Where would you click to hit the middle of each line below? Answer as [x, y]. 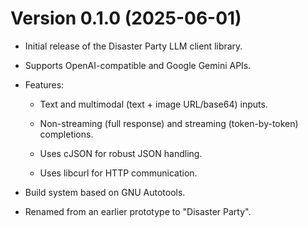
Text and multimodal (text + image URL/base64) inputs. [153, 104]
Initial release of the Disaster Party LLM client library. [133, 46]
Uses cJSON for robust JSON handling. [121, 153]
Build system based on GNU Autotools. [105, 192]
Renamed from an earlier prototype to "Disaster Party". [138, 211]
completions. [66, 134]
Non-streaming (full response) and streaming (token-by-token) [169, 123]
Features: [44, 84]
